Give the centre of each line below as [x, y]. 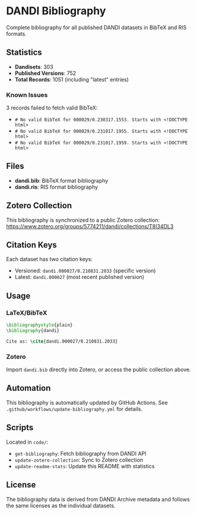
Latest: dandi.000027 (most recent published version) [79, 277]
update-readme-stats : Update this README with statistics [85, 466]
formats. [16, 33]
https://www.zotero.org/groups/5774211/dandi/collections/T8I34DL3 [90, 226]
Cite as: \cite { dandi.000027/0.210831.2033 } [62, 341]
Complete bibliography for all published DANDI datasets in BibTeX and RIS [96, 27]
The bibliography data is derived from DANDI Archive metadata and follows [98, 499]
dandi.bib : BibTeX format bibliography [61, 180]
